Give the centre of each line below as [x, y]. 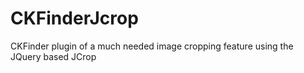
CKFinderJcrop [74, 18]
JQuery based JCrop [53, 56]
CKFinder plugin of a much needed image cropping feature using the [152, 46]
